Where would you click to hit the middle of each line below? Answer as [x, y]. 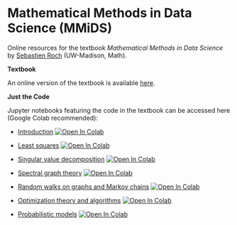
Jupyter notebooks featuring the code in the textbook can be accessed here [119, 110]
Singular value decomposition [61, 159]
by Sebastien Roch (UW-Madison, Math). [67, 55]
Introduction [35, 131]
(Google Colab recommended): [53, 118]
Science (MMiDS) [60, 28]
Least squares [38, 145]
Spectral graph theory [50, 172]
